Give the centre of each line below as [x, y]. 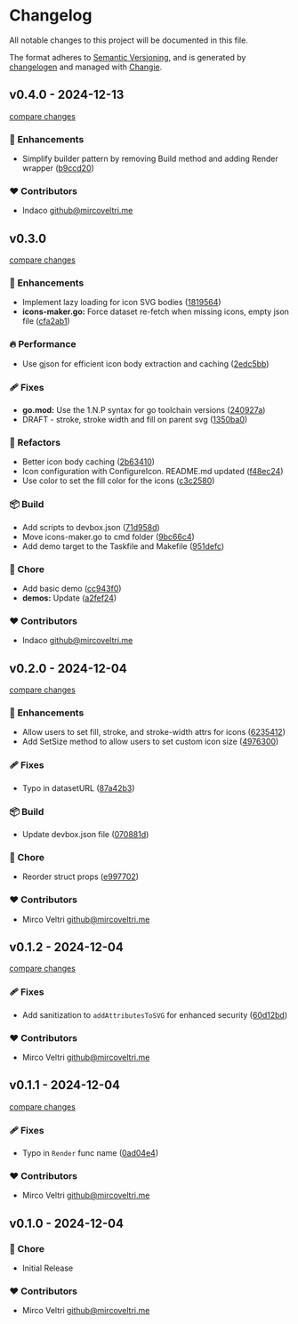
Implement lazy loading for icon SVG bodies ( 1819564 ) [121, 303]
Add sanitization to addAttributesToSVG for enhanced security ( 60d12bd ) [155, 1014]
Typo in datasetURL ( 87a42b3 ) [78, 787]
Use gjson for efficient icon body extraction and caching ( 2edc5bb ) [145, 363]
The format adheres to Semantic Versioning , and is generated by [128, 57]
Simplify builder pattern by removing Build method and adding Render [150, 159]
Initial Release [48, 1268]
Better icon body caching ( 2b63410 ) [89, 462]
